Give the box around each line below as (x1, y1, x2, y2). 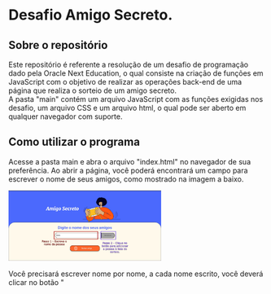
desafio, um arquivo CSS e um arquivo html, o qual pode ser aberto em (8, 103, 247, 112)
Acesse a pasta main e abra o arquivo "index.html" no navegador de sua (8, 156, 251, 166)
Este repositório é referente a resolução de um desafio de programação (8, 59, 249, 69)
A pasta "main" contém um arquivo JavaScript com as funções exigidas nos (8, 94, 264, 103)
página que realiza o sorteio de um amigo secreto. (8, 86, 177, 95)
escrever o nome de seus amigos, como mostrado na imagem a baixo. (8, 173, 244, 184)
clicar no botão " (8, 277, 64, 287)
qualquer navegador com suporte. (8, 112, 123, 121)
